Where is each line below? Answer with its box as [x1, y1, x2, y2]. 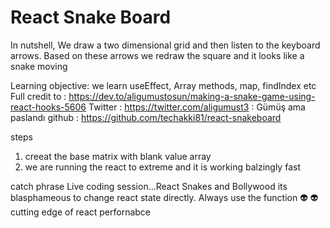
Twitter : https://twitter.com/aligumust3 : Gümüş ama [88, 101, 306, 113]
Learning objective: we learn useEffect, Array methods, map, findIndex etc [10, 79, 317, 91]
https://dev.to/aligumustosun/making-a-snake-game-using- [68, 90, 316, 102]
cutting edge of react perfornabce [10, 206, 152, 218]
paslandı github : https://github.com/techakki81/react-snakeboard [10, 111, 282, 123]
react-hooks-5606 [10, 101, 87, 113]
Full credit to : [10, 90, 67, 102]
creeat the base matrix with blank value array [24, 150, 212, 162]
